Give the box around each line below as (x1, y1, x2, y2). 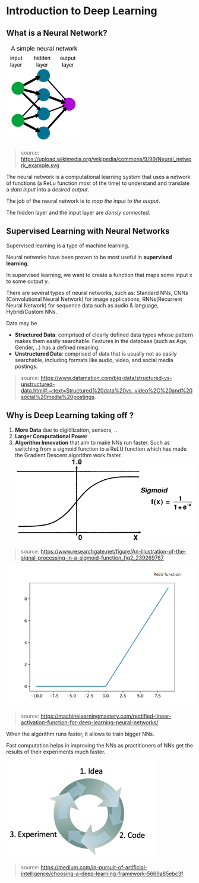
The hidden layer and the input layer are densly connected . (6, 209, 150, 216)
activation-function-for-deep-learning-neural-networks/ (20, 719, 159, 726)
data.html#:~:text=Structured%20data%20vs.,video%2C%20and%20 (20, 386, 193, 394)
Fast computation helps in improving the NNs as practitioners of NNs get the (6, 742, 193, 749)
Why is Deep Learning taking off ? (6, 410, 134, 420)
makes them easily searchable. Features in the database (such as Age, (14, 337, 188, 344)
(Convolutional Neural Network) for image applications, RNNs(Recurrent (6, 296, 182, 303)
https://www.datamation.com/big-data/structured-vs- (40, 374, 172, 381)
